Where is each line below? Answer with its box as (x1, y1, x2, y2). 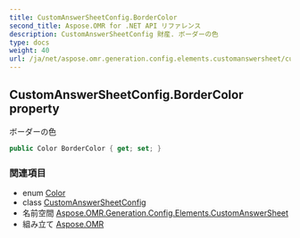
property (9, 102, 60, 117)
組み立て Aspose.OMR (21, 218, 104, 229)
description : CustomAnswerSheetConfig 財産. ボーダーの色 (9, 29, 219, 38)
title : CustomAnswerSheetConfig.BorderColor (9, 12, 178, 22)
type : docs (9, 37, 50, 47)
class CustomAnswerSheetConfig (21, 197, 146, 208)
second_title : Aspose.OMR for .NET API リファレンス (9, 21, 202, 30)
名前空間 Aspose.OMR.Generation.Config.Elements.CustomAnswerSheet (21, 207, 288, 218)
